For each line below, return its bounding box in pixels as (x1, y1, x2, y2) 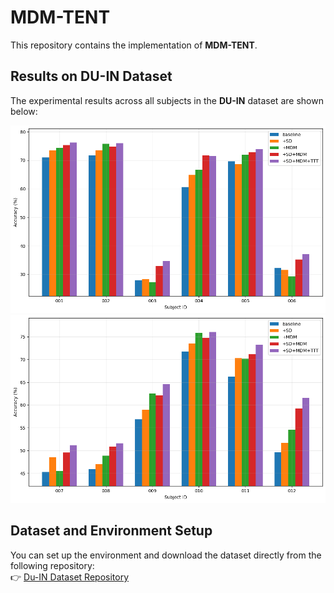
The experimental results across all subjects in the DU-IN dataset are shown (10, 94, 324, 106)
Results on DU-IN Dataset (10, 68, 173, 85)
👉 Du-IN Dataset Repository (10, 571, 129, 583)
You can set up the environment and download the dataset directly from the (10, 549, 322, 561)
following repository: (10, 559, 95, 571)
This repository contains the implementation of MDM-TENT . (10, 39, 258, 51)
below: (10, 105, 38, 117)
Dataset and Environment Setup (10, 522, 213, 540)
